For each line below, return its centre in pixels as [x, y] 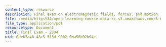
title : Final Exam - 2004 [32, 32]
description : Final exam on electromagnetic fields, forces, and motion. [83, 14]
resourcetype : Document [30, 28]
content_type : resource [30, 10]
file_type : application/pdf [34, 23]
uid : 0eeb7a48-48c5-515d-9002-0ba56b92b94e [51, 37]
